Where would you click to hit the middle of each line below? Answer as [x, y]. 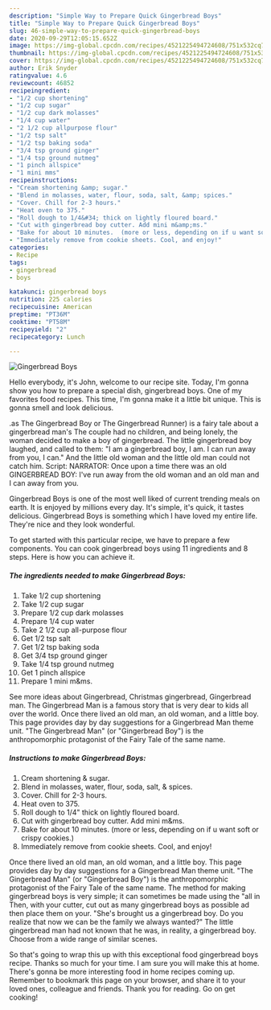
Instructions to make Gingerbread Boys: [78, 757]
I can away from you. [44, 483]
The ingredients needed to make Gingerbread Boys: [97, 575]
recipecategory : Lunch [47, 337]
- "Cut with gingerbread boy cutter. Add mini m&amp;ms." [108, 225]
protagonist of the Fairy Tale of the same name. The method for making [127, 888]
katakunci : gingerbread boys [58, 292]
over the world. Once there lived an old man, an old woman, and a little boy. [134, 714]
